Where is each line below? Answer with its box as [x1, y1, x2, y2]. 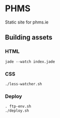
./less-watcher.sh [5, 81, 42, 86]
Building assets [5, 33, 53, 42]
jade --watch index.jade [5, 59, 55, 64]
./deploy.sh [5, 108, 29, 113]
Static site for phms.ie [5, 19, 49, 25]
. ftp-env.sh [5, 104, 31, 109]
